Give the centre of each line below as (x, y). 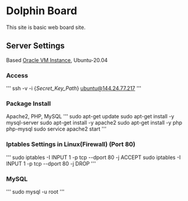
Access (17, 75)
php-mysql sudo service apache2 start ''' (56, 129)
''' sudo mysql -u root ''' (35, 192)
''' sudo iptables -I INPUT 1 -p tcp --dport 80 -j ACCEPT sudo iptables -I (93, 157)
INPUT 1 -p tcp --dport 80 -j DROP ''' (51, 163)
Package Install (29, 103)
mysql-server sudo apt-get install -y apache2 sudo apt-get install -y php (94, 123)
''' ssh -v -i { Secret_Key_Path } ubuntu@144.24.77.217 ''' (74, 88)
